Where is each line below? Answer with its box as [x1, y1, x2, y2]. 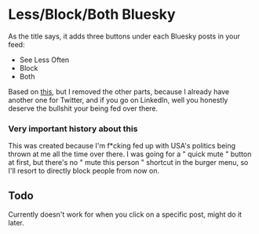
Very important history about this [8, 123, 138, 134]
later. [8, 218, 25, 228]
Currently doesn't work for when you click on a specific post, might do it [8, 210, 242, 219]
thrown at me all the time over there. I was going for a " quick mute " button [8, 149, 252, 159]
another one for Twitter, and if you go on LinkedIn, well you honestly [8, 95, 228, 104]
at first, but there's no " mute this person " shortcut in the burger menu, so [8, 158, 249, 167]
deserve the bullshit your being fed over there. [8, 104, 159, 113]
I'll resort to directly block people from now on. [8, 166, 159, 176]
